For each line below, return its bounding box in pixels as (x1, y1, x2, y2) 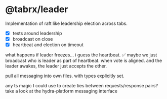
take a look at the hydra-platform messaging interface (5, 88, 118, 94)
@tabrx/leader (5, 4, 68, 15)
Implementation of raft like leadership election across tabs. (5, 20, 128, 26)
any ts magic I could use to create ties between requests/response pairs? (5, 83, 158, 89)
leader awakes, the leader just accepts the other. (5, 63, 107, 69)
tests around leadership (12, 30, 62, 36)
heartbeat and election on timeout (12, 42, 83, 48)
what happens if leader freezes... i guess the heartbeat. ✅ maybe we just (5, 52, 157, 58)
